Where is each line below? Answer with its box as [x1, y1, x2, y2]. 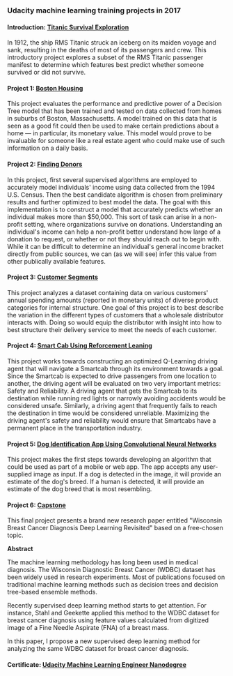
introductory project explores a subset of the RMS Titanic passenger [7, 53, 204, 61]
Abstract [7, 545, 33, 553]
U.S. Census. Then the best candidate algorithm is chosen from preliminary [7, 190, 223, 199]
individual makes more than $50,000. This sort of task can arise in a [7, 212, 202, 221]
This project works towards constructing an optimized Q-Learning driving [7, 356, 218, 365]
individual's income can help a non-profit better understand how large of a [7, 227, 221, 236]
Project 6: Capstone [7, 501, 66, 509]
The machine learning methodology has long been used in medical [7, 558, 198, 566]
